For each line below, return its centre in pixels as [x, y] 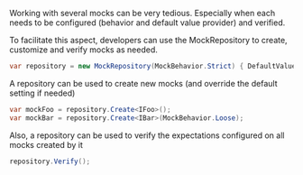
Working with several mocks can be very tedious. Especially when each [142, 13]
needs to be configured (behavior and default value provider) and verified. [147, 23]
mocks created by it [46, 144]
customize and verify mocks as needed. [83, 50]
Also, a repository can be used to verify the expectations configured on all [147, 135]
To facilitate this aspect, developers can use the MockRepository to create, [148, 40]
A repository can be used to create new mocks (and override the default [143, 83]
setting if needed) [42, 93]
